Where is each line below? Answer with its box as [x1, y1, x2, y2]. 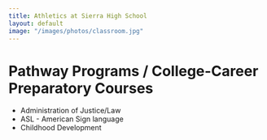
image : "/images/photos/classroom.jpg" [8, 27, 144, 35]
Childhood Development [20, 123, 102, 133]
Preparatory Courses [8, 78, 154, 97]
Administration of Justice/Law [20, 106, 121, 116]
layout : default [8, 19, 63, 28]
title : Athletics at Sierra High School [8, 11, 148, 20]
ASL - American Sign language [20, 114, 124, 124]
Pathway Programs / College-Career [8, 62, 259, 80]
